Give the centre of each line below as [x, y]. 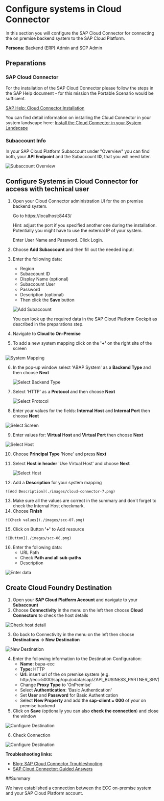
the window [24, 716]
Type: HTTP [32, 669]
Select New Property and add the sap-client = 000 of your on [83, 700]
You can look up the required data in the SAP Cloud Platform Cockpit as [85, 319]
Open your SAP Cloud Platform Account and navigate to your [75, 600]
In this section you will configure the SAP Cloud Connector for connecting [80, 33]
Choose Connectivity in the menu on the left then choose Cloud [78, 610]
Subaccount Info [26, 140]
